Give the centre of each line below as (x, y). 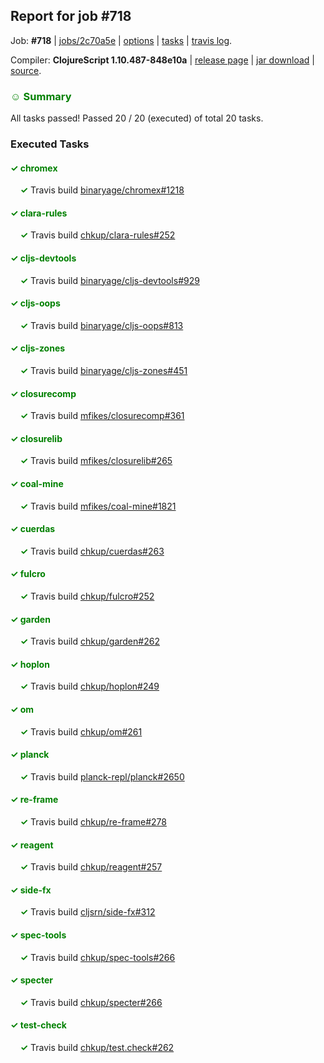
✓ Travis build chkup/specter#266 (91, 1002)
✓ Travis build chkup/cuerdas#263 (92, 551)
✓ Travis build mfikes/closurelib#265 (96, 461)
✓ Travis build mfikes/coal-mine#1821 (98, 506)
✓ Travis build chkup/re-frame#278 (93, 822)
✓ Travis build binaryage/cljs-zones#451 (103, 371)
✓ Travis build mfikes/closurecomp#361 (102, 416)
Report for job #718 (71, 16)
